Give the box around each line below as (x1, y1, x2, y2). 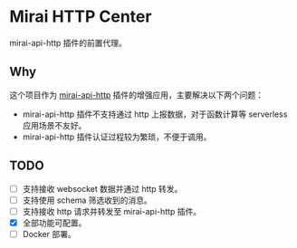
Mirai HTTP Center (9, 6, 152, 27)
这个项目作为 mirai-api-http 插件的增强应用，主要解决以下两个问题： (9, 89, 264, 100)
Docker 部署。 (22, 228, 77, 239)
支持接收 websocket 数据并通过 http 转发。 (22, 183, 183, 194)
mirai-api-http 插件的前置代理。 (9, 37, 127, 48)
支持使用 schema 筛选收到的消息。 (22, 195, 152, 205)
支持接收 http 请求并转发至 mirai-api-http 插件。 (22, 205, 202, 216)
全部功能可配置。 (22, 217, 87, 228)
